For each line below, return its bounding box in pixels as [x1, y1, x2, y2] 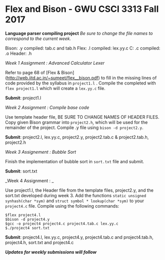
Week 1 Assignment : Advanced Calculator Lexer [5, 60, 105, 66]
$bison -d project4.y [5, 217, 50, 222]
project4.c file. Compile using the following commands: [5, 203, 119, 209]
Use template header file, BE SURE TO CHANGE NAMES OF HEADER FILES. [5, 114, 160, 120]
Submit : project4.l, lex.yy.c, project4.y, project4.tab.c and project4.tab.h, [5, 234, 154, 240]
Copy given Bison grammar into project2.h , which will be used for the [5, 119, 148, 125]
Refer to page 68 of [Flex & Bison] [5, 69, 74, 75]
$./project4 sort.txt [5, 225, 50, 230]
